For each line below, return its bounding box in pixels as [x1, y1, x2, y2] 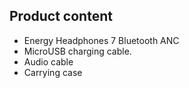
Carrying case [23, 66, 83, 78]
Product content [9, 8, 113, 25]
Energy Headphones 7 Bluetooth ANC [23, 34, 180, 46]
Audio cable [23, 55, 74, 68]
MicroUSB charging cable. [23, 45, 132, 57]
